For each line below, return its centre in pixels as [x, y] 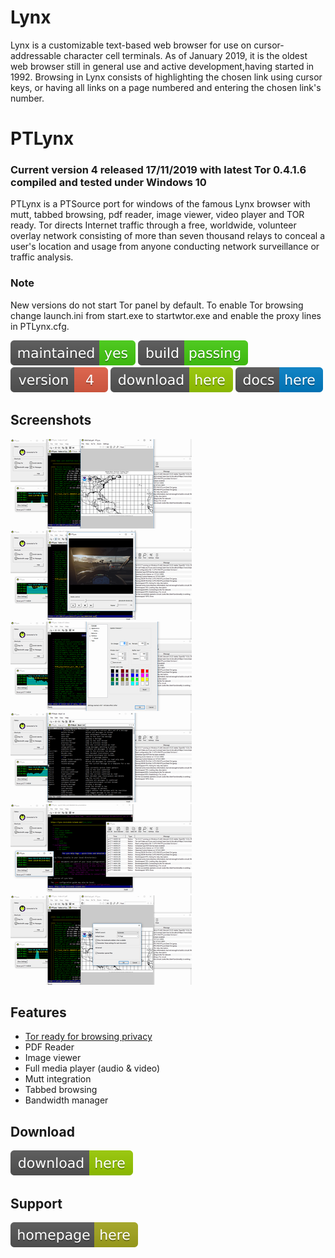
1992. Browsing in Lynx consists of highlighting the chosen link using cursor [166, 77]
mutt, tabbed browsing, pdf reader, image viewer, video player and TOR [157, 215]
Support [36, 1203]
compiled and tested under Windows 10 [108, 183]
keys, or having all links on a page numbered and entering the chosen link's [166, 87]
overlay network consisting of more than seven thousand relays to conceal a [168, 236]
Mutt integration [58, 1079]
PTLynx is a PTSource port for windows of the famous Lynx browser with [160, 204]
